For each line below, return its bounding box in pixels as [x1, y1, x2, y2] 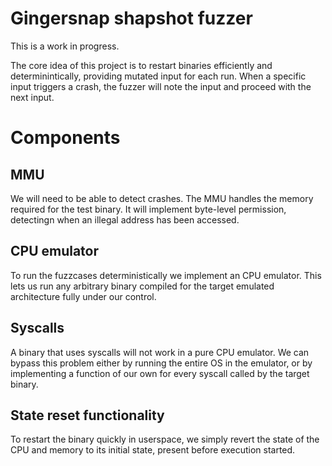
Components [10, 127, 121, 149]
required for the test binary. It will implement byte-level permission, [10, 203, 287, 215]
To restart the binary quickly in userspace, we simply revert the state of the [10, 433, 320, 446]
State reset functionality [10, 407, 165, 424]
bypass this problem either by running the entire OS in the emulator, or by [10, 357, 313, 369]
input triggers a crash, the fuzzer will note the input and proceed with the [10, 80, 312, 92]
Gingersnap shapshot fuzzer [10, 7, 253, 30]
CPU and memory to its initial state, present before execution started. [10, 444, 296, 456]
